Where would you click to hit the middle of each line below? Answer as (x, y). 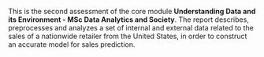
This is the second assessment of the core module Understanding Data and (132, 11)
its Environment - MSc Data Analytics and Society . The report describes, (129, 20)
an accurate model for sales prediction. (72, 45)
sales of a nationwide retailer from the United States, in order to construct (128, 36)
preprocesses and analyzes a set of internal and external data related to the (131, 28)
